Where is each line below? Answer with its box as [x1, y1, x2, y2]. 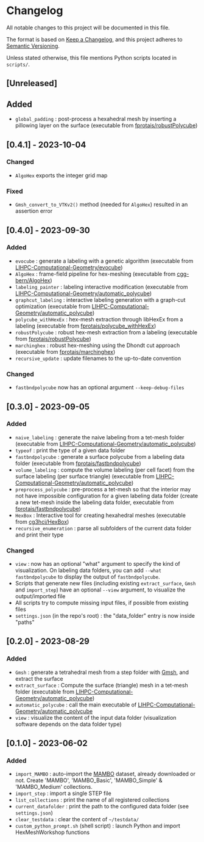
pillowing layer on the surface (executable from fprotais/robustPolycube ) [15, 122, 198, 129]
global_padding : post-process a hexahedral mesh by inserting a [15, 115, 177, 123]
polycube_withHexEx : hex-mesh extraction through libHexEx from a [15, 315, 183, 323]
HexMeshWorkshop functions [15, 829, 90, 836]
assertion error [15, 207, 53, 214]
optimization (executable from [15, 302, 91, 310]
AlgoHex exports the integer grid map [15, 172, 108, 179]
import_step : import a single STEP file [15, 789, 111, 797]
